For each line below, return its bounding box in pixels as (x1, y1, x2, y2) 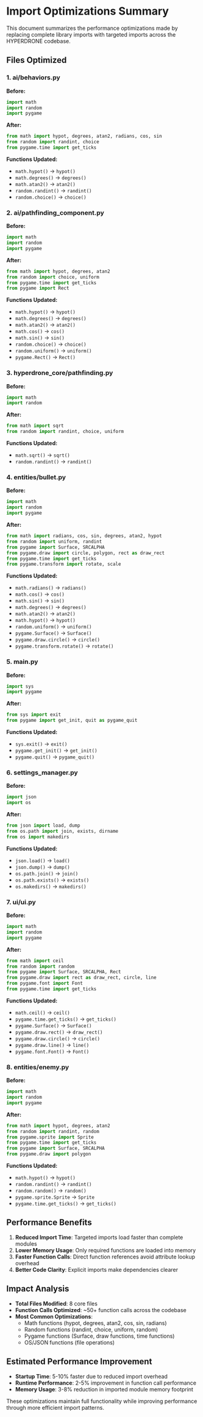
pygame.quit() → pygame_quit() (15, 753, 95, 760)
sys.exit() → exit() (15, 740, 68, 748)
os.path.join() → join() (15, 869, 79, 877)
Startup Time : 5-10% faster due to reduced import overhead (15, 1372, 168, 1380)
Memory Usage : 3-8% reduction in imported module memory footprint (15, 1385, 194, 1393)
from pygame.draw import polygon (6, 1151, 91, 1157)
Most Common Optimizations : (15, 1313, 93, 1320)
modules (15, 1240, 38, 1247)
